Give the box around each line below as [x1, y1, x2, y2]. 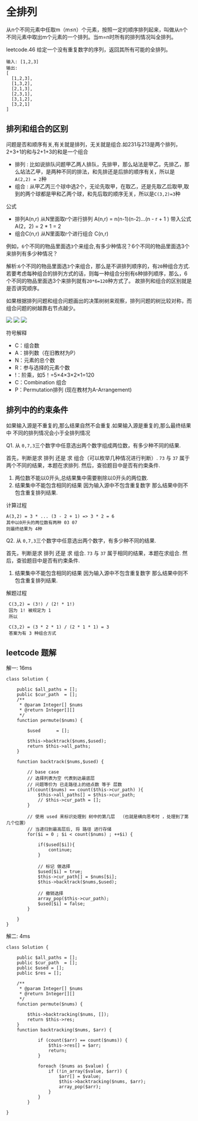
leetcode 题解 [6, 648, 57, 658]
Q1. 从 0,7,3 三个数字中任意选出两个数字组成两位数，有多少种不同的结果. [6, 442, 181, 449]
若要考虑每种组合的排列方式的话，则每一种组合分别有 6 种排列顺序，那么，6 [6, 270, 187, 277]
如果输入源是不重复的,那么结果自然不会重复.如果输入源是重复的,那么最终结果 [6, 421, 192, 429]
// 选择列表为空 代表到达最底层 [27, 776, 95, 782]
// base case [27, 769, 60, 775]
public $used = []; [16, 965, 65, 971]
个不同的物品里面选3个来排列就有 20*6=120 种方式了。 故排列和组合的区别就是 [6, 277, 192, 284]
